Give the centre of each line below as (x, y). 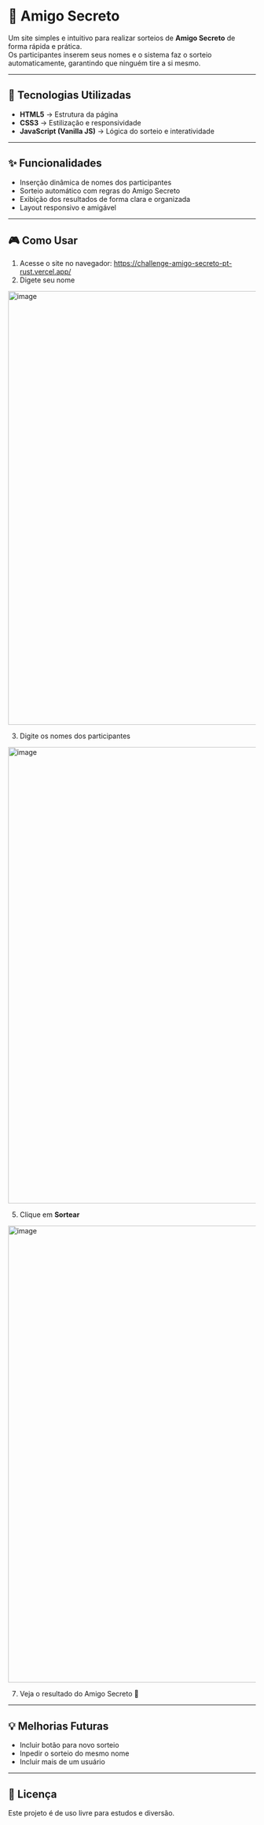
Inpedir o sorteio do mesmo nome (74, 1753)
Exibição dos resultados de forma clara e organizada (105, 199)
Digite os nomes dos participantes (75, 736)
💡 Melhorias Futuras (59, 1726)
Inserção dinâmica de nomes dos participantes (95, 182)
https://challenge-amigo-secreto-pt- (173, 263)
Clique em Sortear (49, 1215)
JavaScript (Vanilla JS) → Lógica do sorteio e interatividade (117, 131)
